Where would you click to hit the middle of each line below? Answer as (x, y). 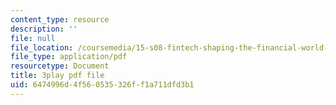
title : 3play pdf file (57, 76)
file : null (33, 38)
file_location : (42, 47)
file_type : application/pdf (69, 57)
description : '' (44, 29)
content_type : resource (60, 19)
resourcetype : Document (60, 66)
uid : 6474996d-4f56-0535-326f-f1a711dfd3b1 (102, 85)
